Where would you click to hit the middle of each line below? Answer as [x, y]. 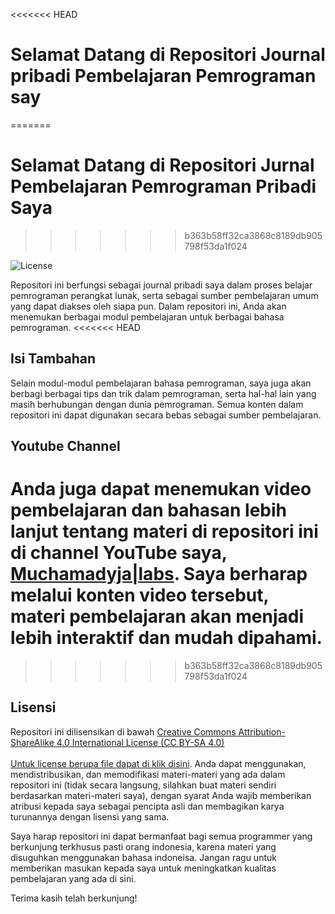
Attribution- [262, 731]
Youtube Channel [65, 446]
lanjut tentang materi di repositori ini [164, 531]
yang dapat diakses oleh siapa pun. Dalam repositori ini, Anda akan [148, 306]
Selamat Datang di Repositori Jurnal [162, 165]
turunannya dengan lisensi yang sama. [90, 816]
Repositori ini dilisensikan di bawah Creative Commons [123, 731]
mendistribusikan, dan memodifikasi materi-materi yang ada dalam [148, 774]
